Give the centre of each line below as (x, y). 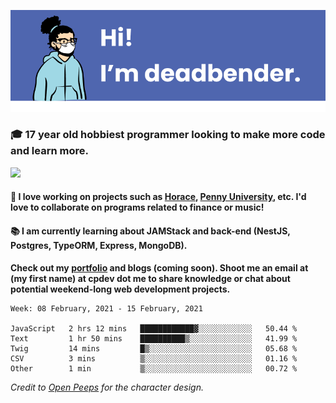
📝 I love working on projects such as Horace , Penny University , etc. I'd (158, 197)
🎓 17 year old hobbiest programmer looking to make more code (168, 135)
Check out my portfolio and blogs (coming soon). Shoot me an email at (159, 267)
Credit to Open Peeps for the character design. (107, 387)
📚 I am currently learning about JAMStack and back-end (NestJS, (150, 231)
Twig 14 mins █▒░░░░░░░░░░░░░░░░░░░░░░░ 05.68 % (154, 348)
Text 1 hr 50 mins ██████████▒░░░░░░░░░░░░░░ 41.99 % (154, 338)
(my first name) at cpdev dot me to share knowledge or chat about (150, 278)
